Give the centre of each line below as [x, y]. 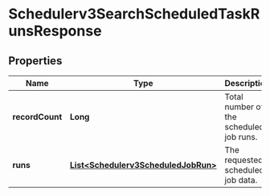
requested [244, 160]
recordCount [37, 117]
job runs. [241, 137]
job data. [241, 180]
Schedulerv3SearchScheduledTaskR [134, 14]
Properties [35, 61]
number [239, 107]
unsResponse [55, 31]
